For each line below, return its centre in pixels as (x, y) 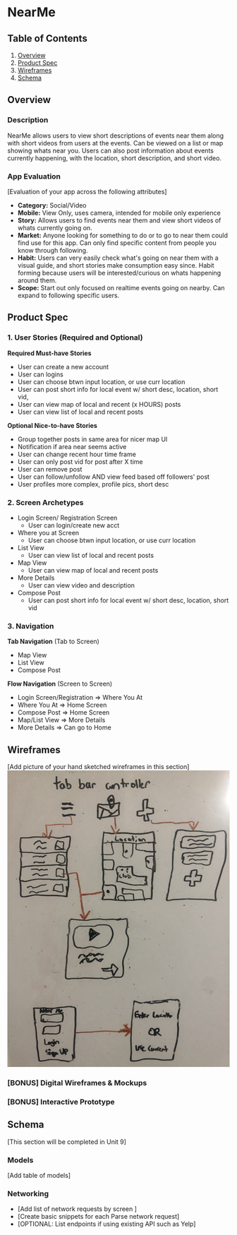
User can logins (40, 374)
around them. (37, 280)
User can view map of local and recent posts (93, 570)
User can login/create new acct (74, 525)
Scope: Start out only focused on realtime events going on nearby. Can (121, 287)
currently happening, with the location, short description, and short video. (115, 158)
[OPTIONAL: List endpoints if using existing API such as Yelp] (107, 1224)
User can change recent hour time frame (77, 454)
